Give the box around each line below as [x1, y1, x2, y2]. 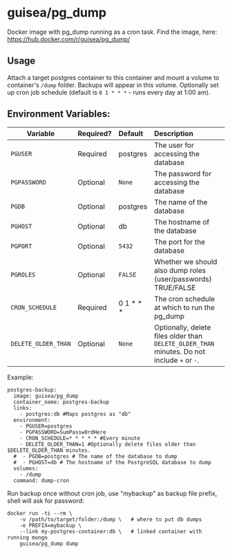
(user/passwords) [154, 274, 212, 284]
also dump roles [154, 265, 206, 275]
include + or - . [154, 355, 200, 365]
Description [154, 128, 193, 138]
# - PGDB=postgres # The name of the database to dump [13, 452, 177, 460]
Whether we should [154, 257, 217, 267]
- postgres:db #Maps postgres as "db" [19, 410, 131, 417]
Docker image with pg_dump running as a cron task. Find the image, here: [7, 28, 217, 36]
